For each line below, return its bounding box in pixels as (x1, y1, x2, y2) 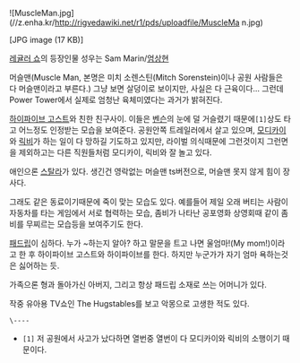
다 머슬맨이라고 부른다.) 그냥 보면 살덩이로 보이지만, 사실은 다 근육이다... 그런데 (9, 83, 284, 93)
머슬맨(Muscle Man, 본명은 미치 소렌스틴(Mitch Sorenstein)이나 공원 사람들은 (9, 72, 284, 82)
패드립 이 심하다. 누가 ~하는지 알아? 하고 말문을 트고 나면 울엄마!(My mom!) (9, 238, 271, 248)
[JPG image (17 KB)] (9, 35, 84, 45)
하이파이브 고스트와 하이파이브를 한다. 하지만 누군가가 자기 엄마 (37, 249, 258, 259)
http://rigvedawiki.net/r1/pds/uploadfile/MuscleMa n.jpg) (55, 17, 264, 28)
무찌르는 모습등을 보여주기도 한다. (25, 219, 143, 229)
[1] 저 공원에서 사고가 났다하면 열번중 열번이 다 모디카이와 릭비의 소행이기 (21, 333, 280, 343)
